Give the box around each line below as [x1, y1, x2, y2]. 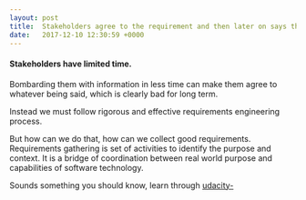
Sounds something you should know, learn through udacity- [9, 179, 234, 191]
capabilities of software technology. [9, 162, 144, 173]
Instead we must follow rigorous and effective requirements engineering [9, 105, 280, 116]
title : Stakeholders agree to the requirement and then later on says [9, 22, 287, 31]
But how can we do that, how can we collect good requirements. [9, 133, 251, 144]
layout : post [9, 13, 59, 23]
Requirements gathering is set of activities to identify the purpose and [9, 143, 271, 154]
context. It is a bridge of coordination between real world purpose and [9, 152, 273, 164]
